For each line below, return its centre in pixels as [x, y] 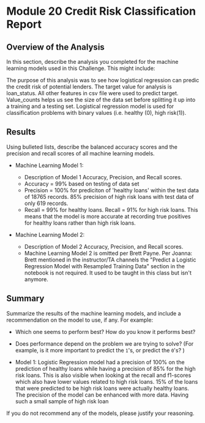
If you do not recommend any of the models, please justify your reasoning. [100, 413]
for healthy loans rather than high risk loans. [80, 223]
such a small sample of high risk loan [62, 401]
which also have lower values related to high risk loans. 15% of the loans [106, 381]
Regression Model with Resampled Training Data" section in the [104, 266]
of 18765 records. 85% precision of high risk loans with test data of [109, 196]
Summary [25, 299]
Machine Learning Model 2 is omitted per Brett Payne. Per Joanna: [108, 253]
